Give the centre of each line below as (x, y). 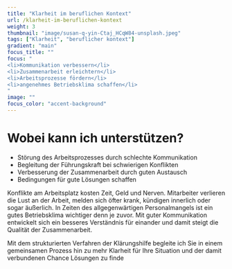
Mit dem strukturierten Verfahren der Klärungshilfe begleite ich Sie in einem (115, 243)
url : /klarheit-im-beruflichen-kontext (65, 20)
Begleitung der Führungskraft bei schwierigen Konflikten (98, 164)
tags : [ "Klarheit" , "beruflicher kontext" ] (71, 40)
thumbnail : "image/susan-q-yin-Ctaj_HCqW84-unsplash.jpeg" (94, 33)
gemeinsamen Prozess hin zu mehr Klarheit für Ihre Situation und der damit (114, 250)
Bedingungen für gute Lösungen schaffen (77, 179)
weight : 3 (21, 26)
